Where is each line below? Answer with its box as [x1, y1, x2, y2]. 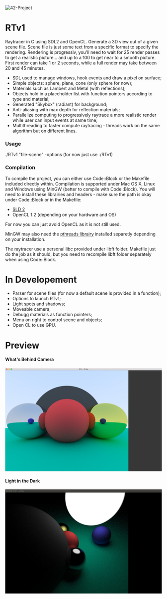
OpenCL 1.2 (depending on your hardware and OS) [12, 211, 116, 217]
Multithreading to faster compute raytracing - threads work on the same [12, 122, 160, 128]
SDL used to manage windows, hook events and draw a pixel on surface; [12, 75, 162, 81]
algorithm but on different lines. [12, 128, 77, 134]
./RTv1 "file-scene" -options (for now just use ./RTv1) [5, 152, 113, 158]
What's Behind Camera [5, 357, 54, 363]
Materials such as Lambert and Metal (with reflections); [12, 85, 126, 91]
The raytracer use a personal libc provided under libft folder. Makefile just [5, 246, 156, 252]
